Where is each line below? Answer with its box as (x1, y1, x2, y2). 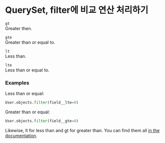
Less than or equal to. (5, 67, 50, 73)
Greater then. (5, 25, 32, 31)
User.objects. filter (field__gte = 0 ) (5, 119, 79, 124)
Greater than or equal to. (5, 39, 55, 45)
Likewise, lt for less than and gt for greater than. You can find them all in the (5, 127, 160, 133)
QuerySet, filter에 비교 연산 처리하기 (5, 4, 149, 16)
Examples (5, 79, 30, 86)
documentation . (5, 133, 38, 139)
